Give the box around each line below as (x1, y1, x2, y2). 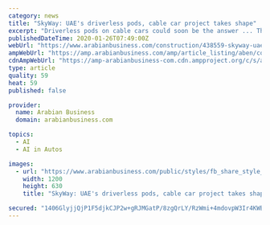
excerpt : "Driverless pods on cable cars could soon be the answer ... (8, 27, 253, 35)
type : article (8, 64, 56, 72)
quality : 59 (8, 72, 48, 80)
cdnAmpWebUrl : (8, 57, 56, 65)
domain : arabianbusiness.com (15, 116, 113, 125)
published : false (8, 86, 67, 95)
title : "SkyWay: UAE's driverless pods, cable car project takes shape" (8, 19, 257, 27)
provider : (8, 101, 42, 109)
